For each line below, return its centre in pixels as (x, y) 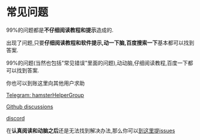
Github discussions (30, 106)
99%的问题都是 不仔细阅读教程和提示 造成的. (60, 30)
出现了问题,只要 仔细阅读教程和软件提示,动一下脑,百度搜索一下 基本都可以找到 (100, 42)
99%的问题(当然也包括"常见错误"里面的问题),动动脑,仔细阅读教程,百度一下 (97, 63)
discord (16, 118)
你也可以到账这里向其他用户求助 (45, 83)
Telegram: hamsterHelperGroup (45, 95)
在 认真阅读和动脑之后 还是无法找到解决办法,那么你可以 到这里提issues (91, 130)
